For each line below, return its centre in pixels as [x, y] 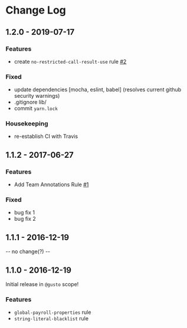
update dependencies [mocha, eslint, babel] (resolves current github [98, 90]
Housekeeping [27, 124]
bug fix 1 [24, 213]
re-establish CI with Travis [46, 137]
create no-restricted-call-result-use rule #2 [70, 61]
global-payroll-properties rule [53, 312]
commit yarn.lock [36, 108]
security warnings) [37, 96]
